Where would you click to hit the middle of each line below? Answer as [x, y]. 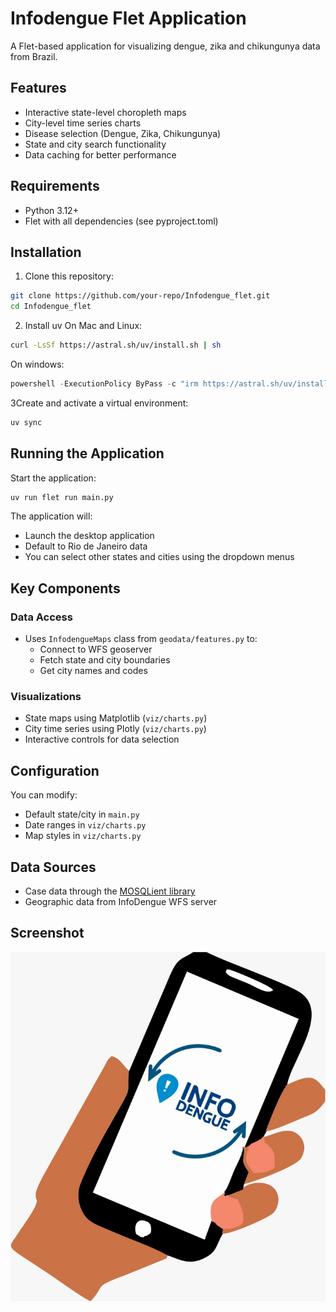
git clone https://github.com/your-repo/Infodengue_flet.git [140, 296]
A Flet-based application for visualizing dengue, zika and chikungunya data [165, 46]
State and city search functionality [95, 144]
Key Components [65, 588]
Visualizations [46, 697]
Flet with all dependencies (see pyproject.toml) [121, 221]
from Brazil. [34, 56]
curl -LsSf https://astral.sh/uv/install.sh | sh [116, 345]
